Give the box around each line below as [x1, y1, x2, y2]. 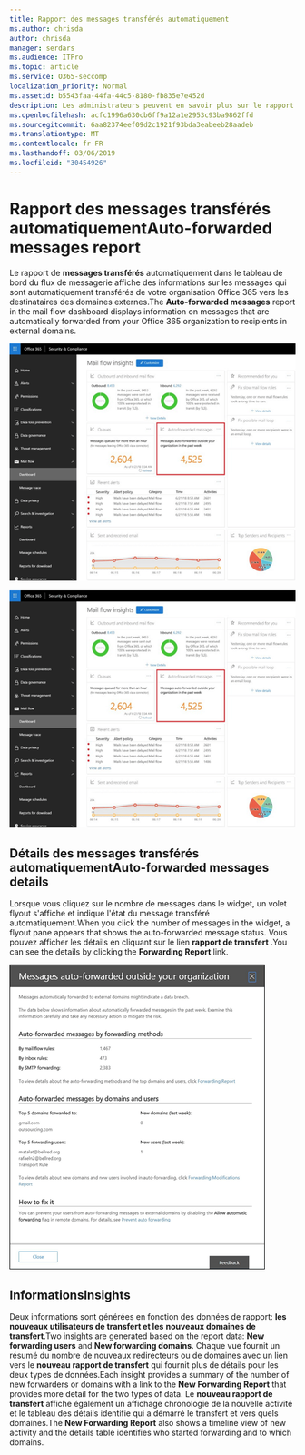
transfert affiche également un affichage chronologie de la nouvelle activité [9, 1398, 293, 1409]
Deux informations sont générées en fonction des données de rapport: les [9, 1311, 287, 1321]
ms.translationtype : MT [9, 130, 100, 139]
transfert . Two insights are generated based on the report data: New [9, 1331, 265, 1341]
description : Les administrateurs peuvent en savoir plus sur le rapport [9, 101, 295, 110]
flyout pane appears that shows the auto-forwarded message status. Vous [9, 927, 288, 938]
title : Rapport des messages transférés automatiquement [9, 15, 230, 24]
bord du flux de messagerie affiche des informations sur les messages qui [9, 277, 288, 288]
